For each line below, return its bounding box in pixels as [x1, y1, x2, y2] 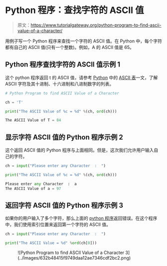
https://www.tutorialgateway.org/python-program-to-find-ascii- [30, 22, 162, 28]
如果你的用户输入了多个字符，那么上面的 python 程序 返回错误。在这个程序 [5, 215, 158, 221]
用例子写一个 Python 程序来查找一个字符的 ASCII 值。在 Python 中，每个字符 [5, 38, 163, 44]
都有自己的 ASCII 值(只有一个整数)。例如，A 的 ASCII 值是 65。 [5, 44, 135, 50]
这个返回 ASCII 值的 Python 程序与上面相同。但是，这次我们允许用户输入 [5, 147, 154, 153]
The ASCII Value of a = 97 [5, 186, 61, 191]
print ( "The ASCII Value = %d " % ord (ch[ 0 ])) [5, 240, 97, 245]
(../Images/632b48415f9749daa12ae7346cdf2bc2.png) [17, 255, 131, 261]
